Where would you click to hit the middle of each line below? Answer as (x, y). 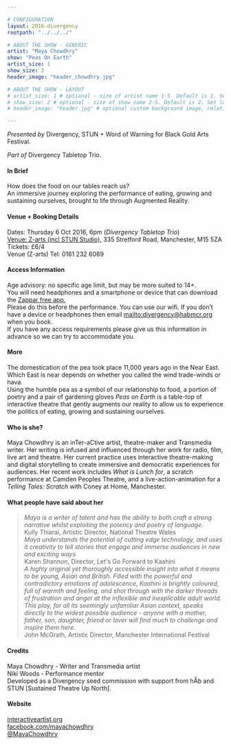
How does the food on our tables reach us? (68, 186)
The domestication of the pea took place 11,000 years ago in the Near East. (113, 367)
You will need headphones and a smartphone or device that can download (112, 292)
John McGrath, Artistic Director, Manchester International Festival (117, 635)
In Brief (18, 170)
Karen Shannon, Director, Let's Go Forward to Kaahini (100, 562)
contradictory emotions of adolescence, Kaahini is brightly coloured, (121, 584)
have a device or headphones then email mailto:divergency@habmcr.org (110, 314)
